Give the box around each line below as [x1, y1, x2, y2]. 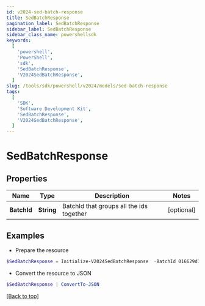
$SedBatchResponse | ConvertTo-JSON [6, 281, 99, 288]
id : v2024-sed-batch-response [6, 9, 84, 15]
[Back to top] [6, 292, 39, 300]
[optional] [167, 206, 196, 214]
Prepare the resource [15, 246, 69, 254]
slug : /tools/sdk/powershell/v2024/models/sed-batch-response [6, 83, 168, 89]
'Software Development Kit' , [17, 105, 92, 112]
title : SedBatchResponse [6, 15, 70, 21]
